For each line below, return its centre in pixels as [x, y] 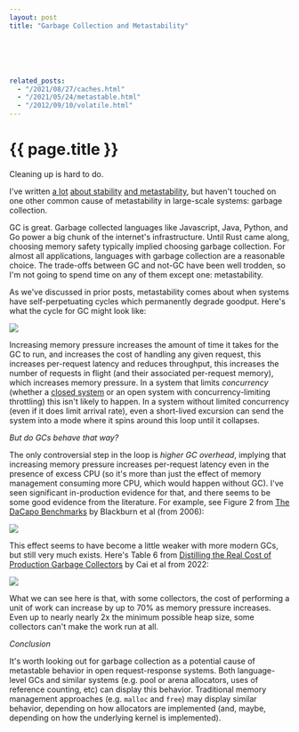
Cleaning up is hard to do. [57, 173]
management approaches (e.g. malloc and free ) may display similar [133, 698]
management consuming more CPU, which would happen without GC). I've [147, 483]
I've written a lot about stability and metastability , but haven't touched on [143, 191]
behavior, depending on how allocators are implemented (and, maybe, [138, 708]
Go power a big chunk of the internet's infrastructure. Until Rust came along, [149, 237]
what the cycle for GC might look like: [78, 310]
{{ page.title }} [64, 150]
